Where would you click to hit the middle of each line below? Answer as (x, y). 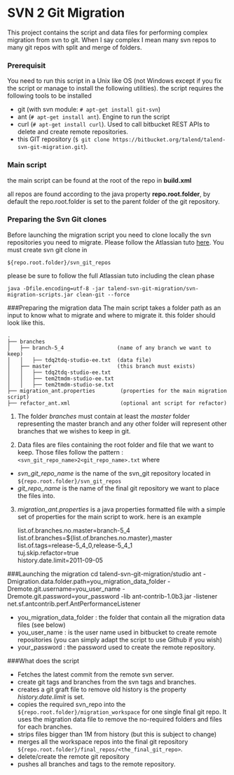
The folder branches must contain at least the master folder (104, 416)
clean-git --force (103, 294)
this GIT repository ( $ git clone (63, 139)
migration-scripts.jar (40, 294)
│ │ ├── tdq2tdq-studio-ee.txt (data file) (80, 360)
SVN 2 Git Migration (66, 13)
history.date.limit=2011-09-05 (60, 560)
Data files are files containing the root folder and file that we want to (116, 445)
